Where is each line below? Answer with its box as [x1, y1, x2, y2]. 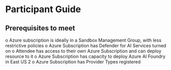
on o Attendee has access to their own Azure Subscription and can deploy [5, 48, 162, 54]
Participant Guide [5, 4, 81, 15]
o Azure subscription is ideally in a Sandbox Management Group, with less [5, 37, 162, 43]
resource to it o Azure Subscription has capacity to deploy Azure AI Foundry [5, 53, 166, 59]
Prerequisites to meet [5, 24, 76, 32]
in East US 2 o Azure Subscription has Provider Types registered [5, 59, 141, 64]
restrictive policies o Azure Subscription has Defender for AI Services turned [5, 43, 166, 49]
